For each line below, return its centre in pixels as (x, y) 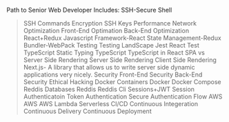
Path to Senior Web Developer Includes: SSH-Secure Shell (89, 10)
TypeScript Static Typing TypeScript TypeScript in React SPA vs (114, 52)
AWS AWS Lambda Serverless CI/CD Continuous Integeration (110, 104)
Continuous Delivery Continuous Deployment (88, 111)
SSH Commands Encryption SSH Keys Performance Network (110, 23)
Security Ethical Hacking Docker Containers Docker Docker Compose (122, 82)
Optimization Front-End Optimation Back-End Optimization (106, 31)
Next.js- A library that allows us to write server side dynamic (109, 67)
